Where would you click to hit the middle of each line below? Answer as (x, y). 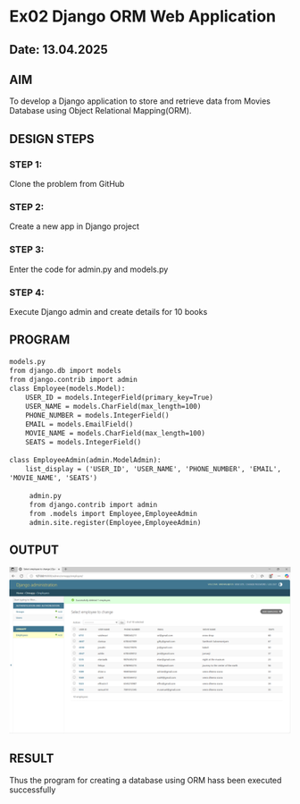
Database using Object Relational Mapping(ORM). (100, 111)
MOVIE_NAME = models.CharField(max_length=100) (115, 433)
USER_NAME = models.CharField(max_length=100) (113, 406)
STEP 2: (27, 207)
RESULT (32, 759)
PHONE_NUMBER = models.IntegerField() (97, 415)
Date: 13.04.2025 (59, 50)
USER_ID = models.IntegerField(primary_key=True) (120, 397)
